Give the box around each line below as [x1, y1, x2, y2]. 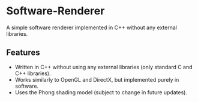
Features [6, 48, 40, 58]
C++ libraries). [14, 70, 51, 77]
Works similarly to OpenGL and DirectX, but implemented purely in [14, 76, 179, 83]
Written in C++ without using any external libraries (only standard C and [14, 63, 193, 70]
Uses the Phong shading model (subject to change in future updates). [14, 88, 188, 96]
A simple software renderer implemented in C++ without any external [6, 24, 177, 31]
